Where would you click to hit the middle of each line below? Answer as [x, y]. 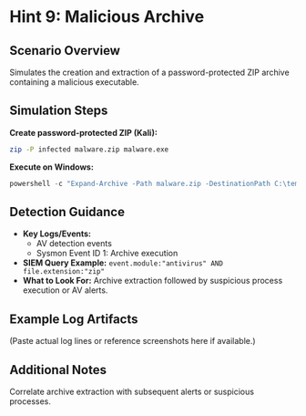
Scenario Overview [65, 51]
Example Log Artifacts [74, 319]
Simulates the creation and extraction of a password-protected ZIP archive [149, 72]
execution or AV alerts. [65, 290]
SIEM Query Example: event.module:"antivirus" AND [122, 263]
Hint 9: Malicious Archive [107, 17]
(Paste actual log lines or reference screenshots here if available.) [133, 341]
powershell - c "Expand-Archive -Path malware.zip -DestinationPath [140, 183]
